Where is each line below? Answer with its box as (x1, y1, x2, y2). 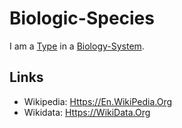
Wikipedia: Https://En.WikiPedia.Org (23, 95, 173, 107)
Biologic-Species (9, 7, 155, 30)
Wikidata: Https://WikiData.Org (23, 106, 151, 118)
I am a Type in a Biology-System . (9, 40, 145, 52)
